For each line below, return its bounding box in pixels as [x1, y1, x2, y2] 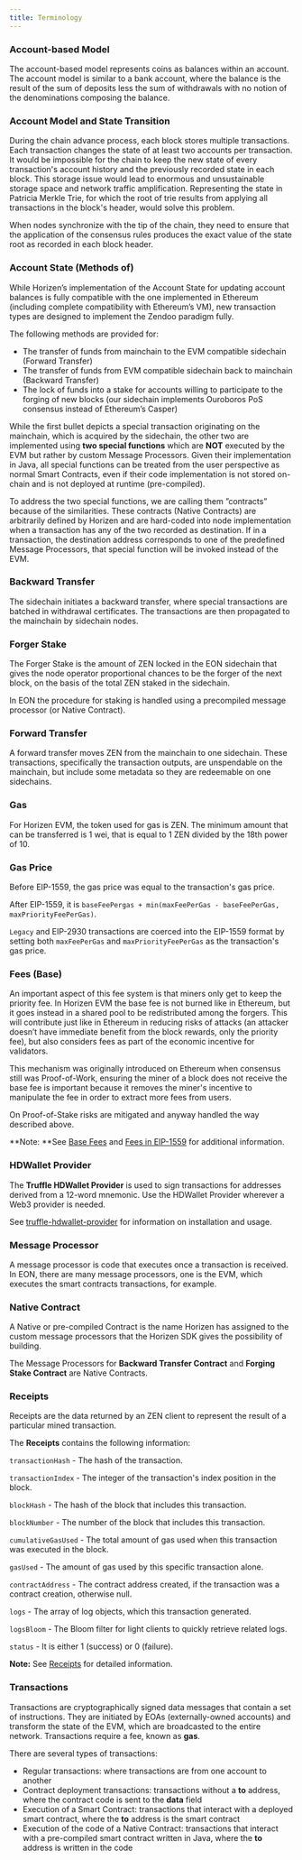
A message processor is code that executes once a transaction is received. [9, 1259, 288, 1270]
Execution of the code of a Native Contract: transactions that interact [22, 1823, 279, 1834]
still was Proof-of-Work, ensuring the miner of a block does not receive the [9, 1073, 288, 1083]
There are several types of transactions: [9, 1747, 158, 1759]
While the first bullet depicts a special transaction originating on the [9, 420, 261, 431]
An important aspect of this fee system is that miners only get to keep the [9, 989, 282, 999]
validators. [9, 1045, 49, 1056]
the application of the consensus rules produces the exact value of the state [9, 229, 293, 240]
